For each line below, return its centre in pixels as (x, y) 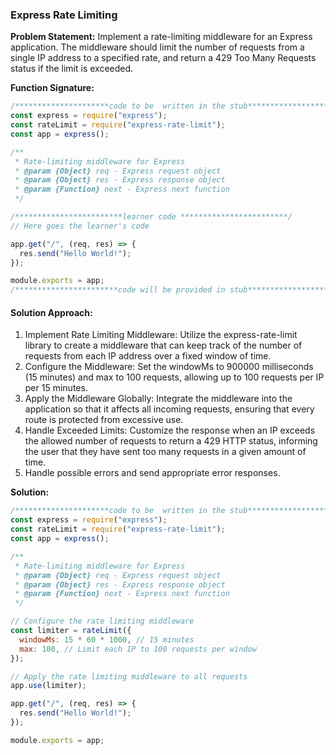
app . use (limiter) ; (48, 686)
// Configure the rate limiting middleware (102, 621)
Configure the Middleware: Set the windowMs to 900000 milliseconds (169, 367)
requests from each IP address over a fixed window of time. (148, 356)
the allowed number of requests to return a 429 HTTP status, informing (171, 441)
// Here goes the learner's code (80, 226)
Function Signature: (52, 88)
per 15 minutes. (56, 388)
